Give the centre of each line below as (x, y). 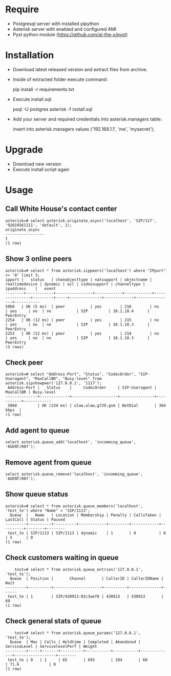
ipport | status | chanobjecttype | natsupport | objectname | (79, 280)
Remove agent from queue (48, 462)
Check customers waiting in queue (62, 558)
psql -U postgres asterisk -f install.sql (52, 109)
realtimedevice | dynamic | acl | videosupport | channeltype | (75, 284)
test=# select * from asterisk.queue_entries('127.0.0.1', (79, 569)
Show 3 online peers (39, 259)
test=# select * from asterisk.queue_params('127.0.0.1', (78, 633)
